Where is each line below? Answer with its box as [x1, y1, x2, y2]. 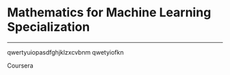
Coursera [7, 61, 34, 70]
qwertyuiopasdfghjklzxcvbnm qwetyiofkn [7, 48, 125, 56]
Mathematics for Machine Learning [7, 5, 212, 20]
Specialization [7, 19, 90, 35]
